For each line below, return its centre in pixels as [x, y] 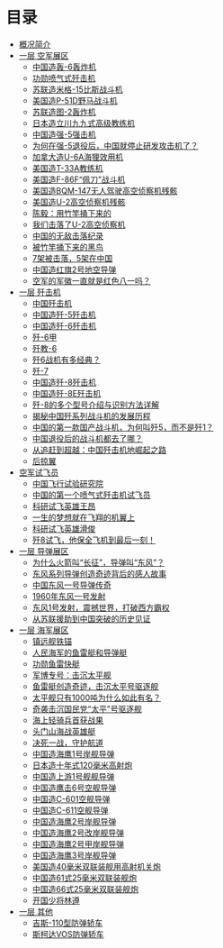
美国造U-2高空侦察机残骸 [79, 202]
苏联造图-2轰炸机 [64, 112]
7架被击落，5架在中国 [72, 258]
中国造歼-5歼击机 [64, 314]
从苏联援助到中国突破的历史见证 [91, 618]
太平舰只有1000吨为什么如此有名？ [96, 697]
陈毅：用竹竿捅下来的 [71, 213]
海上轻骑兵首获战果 [68, 720]
